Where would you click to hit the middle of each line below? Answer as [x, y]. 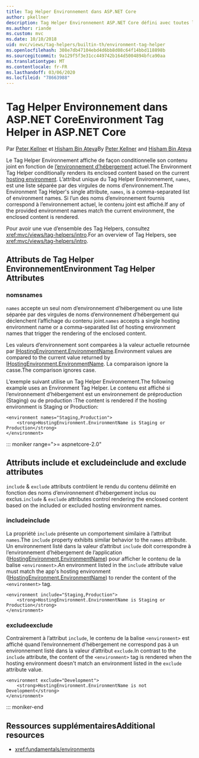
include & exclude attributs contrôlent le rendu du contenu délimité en [91, 486]
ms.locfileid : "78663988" [38, 78]
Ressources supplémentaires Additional [81, 726]
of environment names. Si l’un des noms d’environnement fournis [85, 198]
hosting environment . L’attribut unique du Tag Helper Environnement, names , [98, 179]
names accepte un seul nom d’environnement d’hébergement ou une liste [94, 308]
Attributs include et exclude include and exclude [96, 463]
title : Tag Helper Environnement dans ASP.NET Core [71, 12]
